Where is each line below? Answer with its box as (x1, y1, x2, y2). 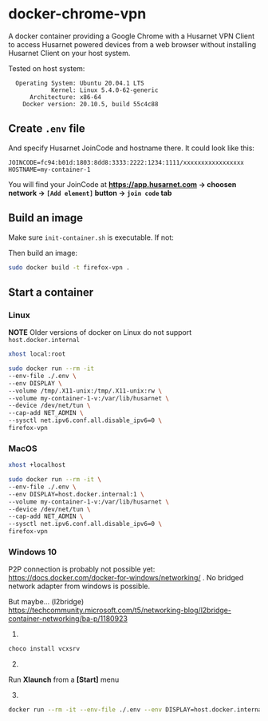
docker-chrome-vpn (8, 5, 147, 23)
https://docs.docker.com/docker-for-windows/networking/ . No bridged (8, 573, 244, 583)
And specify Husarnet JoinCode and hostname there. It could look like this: (8, 143, 255, 153)
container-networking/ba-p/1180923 (8, 614, 128, 623)
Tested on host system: (8, 63, 85, 73)
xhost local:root (8, 350, 66, 358)
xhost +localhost (8, 461, 66, 469)
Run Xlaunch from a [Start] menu (8, 675, 120, 684)
